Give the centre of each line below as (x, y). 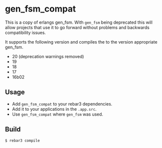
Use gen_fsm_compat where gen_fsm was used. (58, 114)
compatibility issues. (25, 32)
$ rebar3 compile (22, 141)
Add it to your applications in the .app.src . (54, 109)
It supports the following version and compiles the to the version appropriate (81, 42)
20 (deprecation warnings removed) (48, 56)
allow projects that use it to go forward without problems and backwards (77, 27)
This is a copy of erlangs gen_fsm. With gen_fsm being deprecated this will (79, 22)
